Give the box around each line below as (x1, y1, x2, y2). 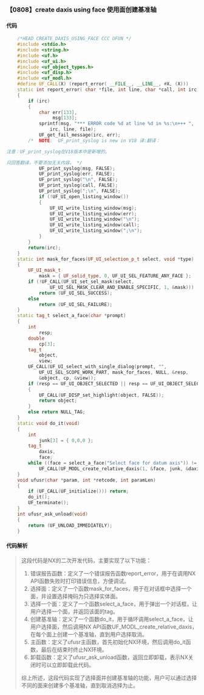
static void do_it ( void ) (17, 420, 80, 426)
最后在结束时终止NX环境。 (41, 646, 107, 653)
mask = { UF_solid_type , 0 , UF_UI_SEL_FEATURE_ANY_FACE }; (38, 273, 191, 279)
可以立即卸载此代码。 (41, 661, 95, 668)
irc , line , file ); (49, 126, 97, 132)
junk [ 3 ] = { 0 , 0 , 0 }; (38, 437, 94, 443)
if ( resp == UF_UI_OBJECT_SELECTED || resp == (28, 380, 148, 387)
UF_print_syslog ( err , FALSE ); (38, 171, 115, 177)
